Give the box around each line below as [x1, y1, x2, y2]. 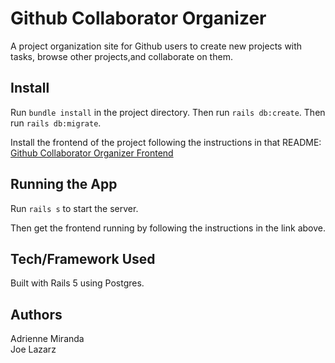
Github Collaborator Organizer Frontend [10, 147, 174, 159]
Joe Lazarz [10, 343, 57, 356]
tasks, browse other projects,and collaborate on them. [10, 50, 233, 62]
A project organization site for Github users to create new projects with [10, 40, 303, 52]
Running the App [10, 176, 118, 193]
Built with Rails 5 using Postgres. [10, 277, 145, 289]
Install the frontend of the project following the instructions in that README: [10, 136, 322, 148]
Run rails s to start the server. [10, 202, 139, 214]
